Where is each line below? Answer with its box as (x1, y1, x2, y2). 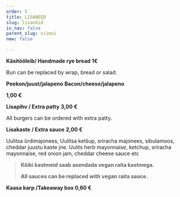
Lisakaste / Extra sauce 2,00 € (6, 126, 83, 133)
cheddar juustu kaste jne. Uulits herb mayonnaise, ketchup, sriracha (6, 144, 172, 150)
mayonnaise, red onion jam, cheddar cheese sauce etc (6, 150, 140, 157)
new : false (6, 36, 33, 42)
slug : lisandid (6, 19, 44, 25)
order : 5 (6, 8, 28, 15)
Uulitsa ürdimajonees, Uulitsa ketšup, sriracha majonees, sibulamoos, (6, 137, 175, 145)
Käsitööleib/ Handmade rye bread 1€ (6, 57, 98, 64)
